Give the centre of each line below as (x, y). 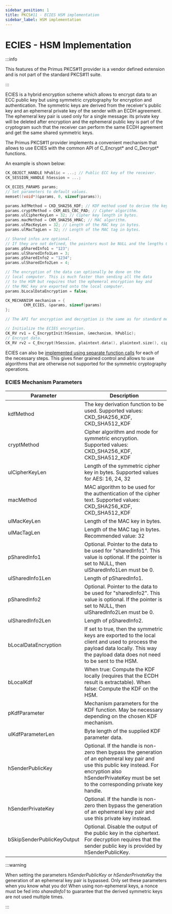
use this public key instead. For (121, 765)
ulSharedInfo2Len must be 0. (119, 612)
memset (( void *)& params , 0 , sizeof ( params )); (53, 196)
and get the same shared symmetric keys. (49, 133)
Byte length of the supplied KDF (123, 731)
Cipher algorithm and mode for (121, 432)
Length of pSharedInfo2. (114, 620)
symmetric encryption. (111, 438)
